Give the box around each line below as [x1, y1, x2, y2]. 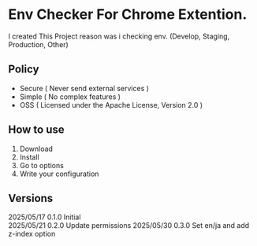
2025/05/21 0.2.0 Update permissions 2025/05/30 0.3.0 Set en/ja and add [8, 221, 250, 230]
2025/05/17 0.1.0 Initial [8, 212, 81, 222]
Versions [8, 191, 54, 205]
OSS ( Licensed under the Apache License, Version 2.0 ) [19, 100, 203, 109]
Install [19, 152, 39, 162]
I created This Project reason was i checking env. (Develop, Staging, [8, 31, 230, 41]
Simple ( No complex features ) [19, 92, 121, 101]
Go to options [19, 160, 65, 170]
